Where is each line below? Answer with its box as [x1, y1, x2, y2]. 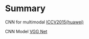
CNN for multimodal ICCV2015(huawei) [5, 19, 84, 25]
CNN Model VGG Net [5, 28, 47, 34]
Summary [5, 3, 45, 14]
